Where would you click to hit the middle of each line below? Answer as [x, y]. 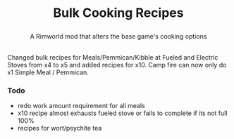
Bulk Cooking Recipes [118, 13]
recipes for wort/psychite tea [60, 128]
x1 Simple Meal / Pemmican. [48, 72]
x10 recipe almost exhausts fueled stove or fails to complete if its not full [122, 113]
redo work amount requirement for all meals [81, 106]
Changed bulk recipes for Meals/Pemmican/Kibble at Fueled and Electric [113, 58]
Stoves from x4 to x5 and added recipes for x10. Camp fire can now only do [117, 65]
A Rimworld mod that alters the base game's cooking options [118, 37]
